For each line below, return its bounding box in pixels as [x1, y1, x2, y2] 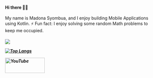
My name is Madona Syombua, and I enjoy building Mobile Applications [5, 15, 149, 21]
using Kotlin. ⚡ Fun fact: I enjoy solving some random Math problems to [5, 20, 148, 27]
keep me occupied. [5, 28, 44, 34]
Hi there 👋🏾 [5, 4, 28, 10]
